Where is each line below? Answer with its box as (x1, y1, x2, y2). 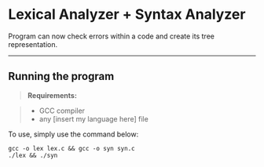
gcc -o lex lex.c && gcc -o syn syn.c (8, 144, 135, 152)
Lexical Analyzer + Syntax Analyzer (8, 5, 246, 24)
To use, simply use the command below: (8, 129, 139, 139)
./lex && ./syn (8, 151, 58, 159)
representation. (8, 39, 57, 49)
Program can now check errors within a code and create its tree (8, 31, 214, 41)
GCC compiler (38, 106, 85, 115)
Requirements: (27, 90, 77, 100)
